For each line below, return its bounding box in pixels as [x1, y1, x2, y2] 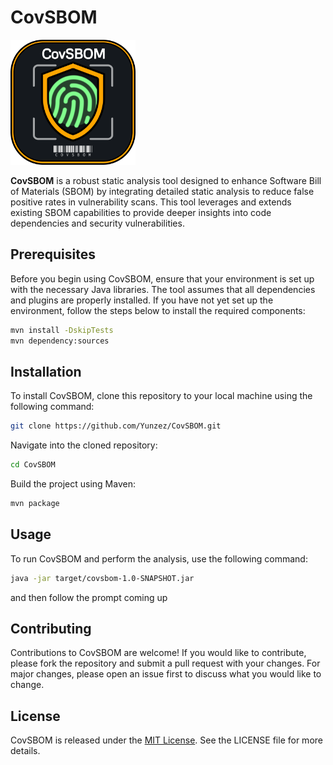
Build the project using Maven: [10, 478, 136, 490]
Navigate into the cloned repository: [10, 439, 158, 451]
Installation [10, 363, 82, 380]
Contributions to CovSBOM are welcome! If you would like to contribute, [10, 647, 307, 659]
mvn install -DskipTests [10, 325, 114, 335]
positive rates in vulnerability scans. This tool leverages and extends [10, 196, 292, 208]
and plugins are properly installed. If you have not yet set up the [10, 294, 274, 306]
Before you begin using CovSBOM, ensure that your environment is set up [10, 272, 315, 285]
